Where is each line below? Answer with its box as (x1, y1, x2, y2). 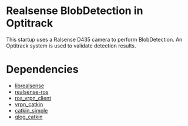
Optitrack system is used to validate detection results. (6, 42, 136, 49)
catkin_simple (14, 107, 48, 114)
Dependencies (6, 63, 79, 76)
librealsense (14, 82, 45, 89)
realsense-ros (14, 88, 49, 95)
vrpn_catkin (14, 101, 43, 108)
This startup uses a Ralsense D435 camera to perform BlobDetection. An (6, 36, 183, 43)
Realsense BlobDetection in (6, 4, 143, 18)
